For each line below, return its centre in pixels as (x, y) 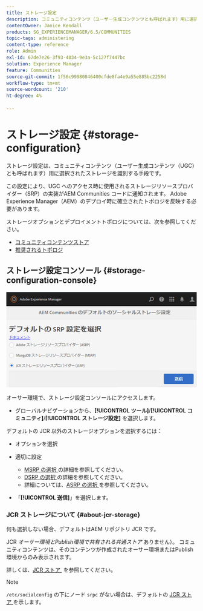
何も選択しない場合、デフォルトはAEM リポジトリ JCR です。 (83, 529)
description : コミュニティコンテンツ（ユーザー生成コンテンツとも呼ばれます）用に (98, 19)
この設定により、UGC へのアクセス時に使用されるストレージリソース (92, 186)
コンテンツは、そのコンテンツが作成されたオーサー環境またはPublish (108, 550)
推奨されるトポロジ (39, 249)
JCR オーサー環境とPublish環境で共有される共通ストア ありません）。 (92, 542)
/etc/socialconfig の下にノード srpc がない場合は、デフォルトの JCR (93, 595)
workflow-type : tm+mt (34, 83)
